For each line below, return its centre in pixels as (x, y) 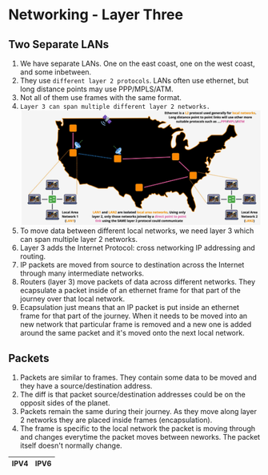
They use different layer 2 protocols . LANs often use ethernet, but (134, 81)
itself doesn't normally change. (71, 445)
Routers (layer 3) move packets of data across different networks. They (138, 282)
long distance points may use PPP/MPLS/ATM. (96, 89)
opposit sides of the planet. (65, 403)
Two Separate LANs (59, 44)
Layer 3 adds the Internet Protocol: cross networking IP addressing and (138, 248)
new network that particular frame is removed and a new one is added (136, 324)
